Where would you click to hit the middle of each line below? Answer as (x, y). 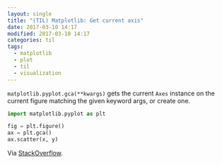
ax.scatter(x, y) (33, 140)
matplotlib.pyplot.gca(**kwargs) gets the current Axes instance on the (111, 93)
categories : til (31, 40)
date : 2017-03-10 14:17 (42, 27)
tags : (15, 47)
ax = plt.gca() (30, 133)
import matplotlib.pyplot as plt (57, 114)
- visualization (37, 73)
